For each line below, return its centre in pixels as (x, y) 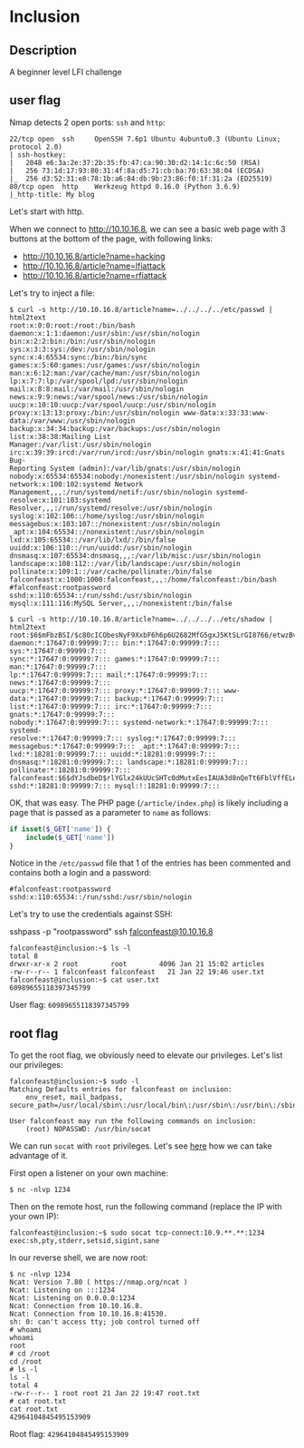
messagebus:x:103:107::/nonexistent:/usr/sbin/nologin (115, 523)
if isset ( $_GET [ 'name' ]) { (60, 829)
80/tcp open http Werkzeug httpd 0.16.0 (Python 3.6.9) (125, 186)
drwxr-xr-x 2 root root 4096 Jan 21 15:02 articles (137, 964)
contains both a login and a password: (81, 873)
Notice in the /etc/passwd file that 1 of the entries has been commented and (150, 863)
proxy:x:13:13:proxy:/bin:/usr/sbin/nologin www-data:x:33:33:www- (139, 413)
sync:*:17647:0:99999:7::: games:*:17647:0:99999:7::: (115, 659)
